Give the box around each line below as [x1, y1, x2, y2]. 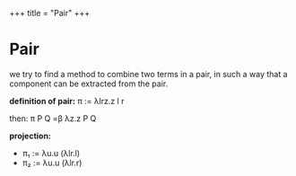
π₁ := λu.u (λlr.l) [22, 147, 81, 158]
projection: [9, 130, 52, 141]
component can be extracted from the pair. [9, 78, 169, 89]
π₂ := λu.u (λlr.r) [22, 157, 83, 168]
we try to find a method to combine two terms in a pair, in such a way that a [9, 68, 289, 79]
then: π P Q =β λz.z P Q [9, 112, 97, 124]
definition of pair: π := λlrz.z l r [9, 95, 125, 106]
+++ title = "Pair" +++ [9, 8, 91, 18]
